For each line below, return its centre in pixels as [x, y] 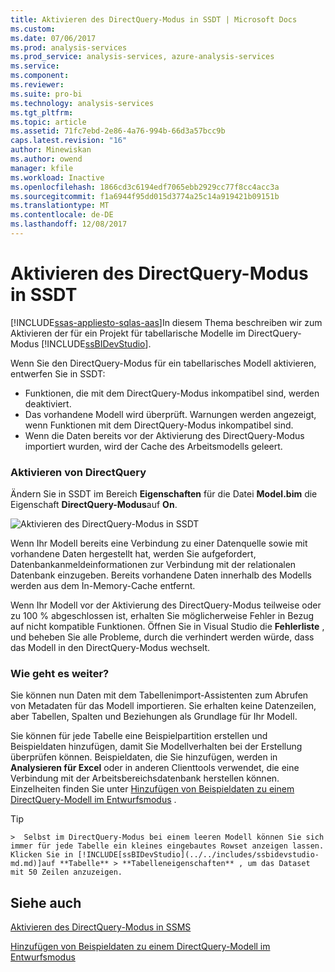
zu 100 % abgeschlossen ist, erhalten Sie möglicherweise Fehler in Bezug [162, 616]
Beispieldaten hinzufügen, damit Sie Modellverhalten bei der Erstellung [156, 747]
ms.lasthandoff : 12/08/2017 [69, 224]
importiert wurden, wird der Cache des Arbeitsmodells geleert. [153, 446]
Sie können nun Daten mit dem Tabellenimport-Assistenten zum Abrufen [159, 695]
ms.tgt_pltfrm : [42, 112]
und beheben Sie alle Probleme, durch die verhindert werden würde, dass [162, 637]
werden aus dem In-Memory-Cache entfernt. [103, 586]
